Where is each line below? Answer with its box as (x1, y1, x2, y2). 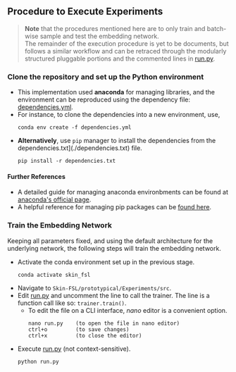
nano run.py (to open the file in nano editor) (27, 320, 180, 327)
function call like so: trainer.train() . (17, 299, 127, 307)
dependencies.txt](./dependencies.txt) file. (17, 144, 142, 152)
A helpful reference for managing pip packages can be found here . (17, 203, 212, 211)
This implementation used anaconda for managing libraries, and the (17, 88, 216, 97)
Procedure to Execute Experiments (7, 6, 163, 18)
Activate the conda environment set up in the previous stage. (17, 257, 195, 266)
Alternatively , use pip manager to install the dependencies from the (17, 137, 216, 145)
